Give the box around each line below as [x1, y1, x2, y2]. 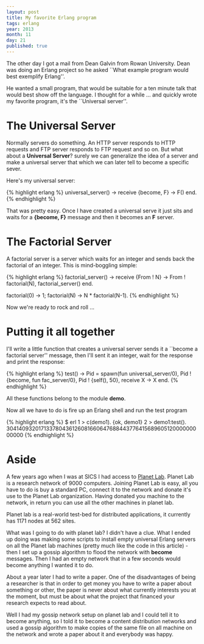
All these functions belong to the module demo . [6, 394, 126, 402]
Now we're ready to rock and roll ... [6, 303, 94, 311]
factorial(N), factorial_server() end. [6, 280, 93, 287]
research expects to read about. [6, 599, 87, 606]
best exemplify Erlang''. [6, 73, 65, 80]
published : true [6, 43, 47, 49]
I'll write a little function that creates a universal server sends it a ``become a [6, 345, 198, 352]
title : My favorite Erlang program [6, 15, 97, 21]
